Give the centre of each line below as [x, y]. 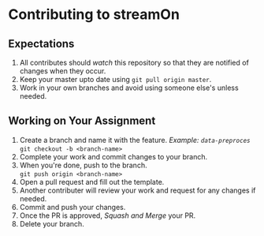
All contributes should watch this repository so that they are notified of [134, 62]
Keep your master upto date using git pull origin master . [115, 79]
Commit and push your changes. [73, 207]
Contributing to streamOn [94, 15]
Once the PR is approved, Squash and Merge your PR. [108, 215]
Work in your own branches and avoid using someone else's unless [129, 88]
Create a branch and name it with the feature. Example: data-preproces [135, 140]
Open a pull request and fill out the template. [92, 182]
